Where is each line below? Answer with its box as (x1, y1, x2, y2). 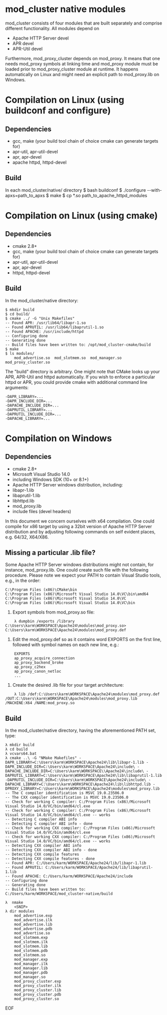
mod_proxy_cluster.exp (14, 979, 61, 984)
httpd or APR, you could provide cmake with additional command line (5, 379, 147, 385)
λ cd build (5, 747, 28, 752)
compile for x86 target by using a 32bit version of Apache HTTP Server (5, 523, 152, 529)
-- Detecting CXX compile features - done (5, 856, 95, 861)
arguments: (5, 384, 29, 390)
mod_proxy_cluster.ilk (14, 983, 61, 988)
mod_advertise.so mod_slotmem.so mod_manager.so (14, 355, 122, 360)
